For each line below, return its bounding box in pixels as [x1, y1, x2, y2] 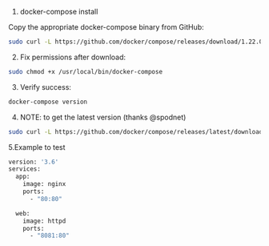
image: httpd [22, 216, 66, 225]
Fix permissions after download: [19, 52, 126, 62]
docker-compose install [19, 7, 98, 16]
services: [8, 165, 42, 173]
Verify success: [19, 82, 72, 91]
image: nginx [22, 180, 66, 188]
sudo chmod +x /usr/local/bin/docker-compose [8, 67, 163, 75]
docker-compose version [8, 98, 88, 106]
